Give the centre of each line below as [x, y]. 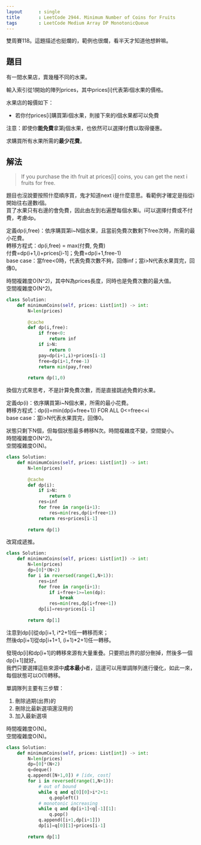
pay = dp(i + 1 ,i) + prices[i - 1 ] [72, 356]
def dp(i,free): [48, 328]
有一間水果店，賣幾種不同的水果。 [48, 77]
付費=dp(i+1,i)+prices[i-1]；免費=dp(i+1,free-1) [64, 253]
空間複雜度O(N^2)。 [31, 288]
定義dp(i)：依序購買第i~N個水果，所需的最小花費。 [69, 403]
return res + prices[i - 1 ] [68, 518]
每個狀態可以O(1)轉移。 [35, 675]
